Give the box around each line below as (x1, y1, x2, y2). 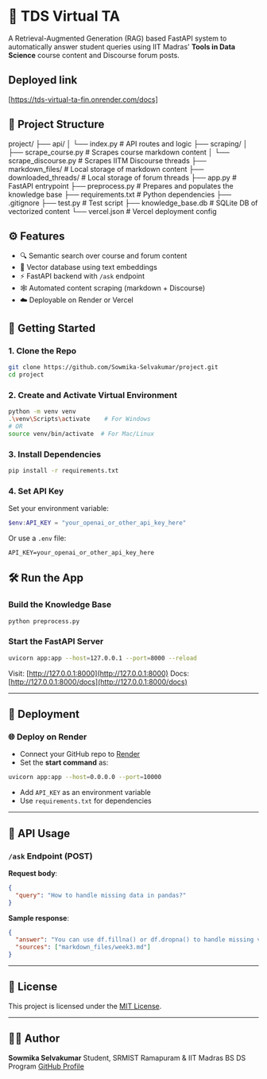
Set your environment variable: (8, 504, 110, 513)
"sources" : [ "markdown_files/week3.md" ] (15, 943, 151, 952)
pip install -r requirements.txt (8, 466, 119, 474)
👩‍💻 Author (8, 1032, 60, 1046)
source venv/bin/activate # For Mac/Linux (8, 430, 155, 438)
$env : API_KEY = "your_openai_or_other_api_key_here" (8, 519, 187, 528)
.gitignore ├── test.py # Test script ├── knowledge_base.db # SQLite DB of (8, 198, 258, 208)
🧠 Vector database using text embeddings (19, 263, 157, 272)
